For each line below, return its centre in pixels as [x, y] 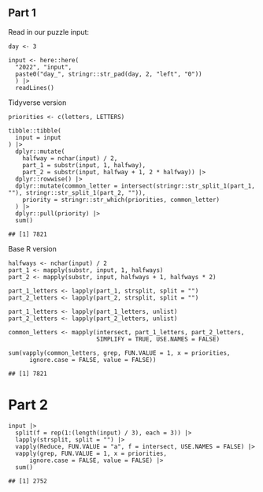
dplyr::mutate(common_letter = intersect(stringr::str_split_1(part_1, [135, 186]
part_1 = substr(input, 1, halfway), [84, 165]
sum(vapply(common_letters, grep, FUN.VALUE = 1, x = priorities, [119, 353]
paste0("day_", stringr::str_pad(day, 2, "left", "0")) [109, 74]
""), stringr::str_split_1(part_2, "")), [77, 192]
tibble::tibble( [35, 130]
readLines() [35, 88]
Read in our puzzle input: [48, 32]
